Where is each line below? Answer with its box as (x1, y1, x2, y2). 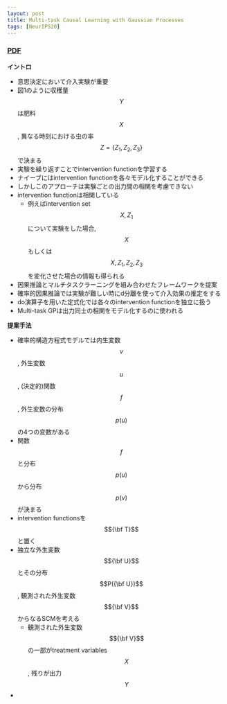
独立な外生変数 (17, 545, 60, 554)
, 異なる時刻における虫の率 (17, 132, 94, 140)
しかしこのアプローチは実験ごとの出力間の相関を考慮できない (17, 182, 194, 191)
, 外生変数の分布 (17, 405, 64, 413)
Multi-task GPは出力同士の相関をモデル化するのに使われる (17, 306, 183, 315)
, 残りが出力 (27, 669, 62, 678)
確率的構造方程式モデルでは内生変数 (17, 336, 121, 344)
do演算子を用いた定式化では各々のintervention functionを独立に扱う (17, 298, 212, 306)
